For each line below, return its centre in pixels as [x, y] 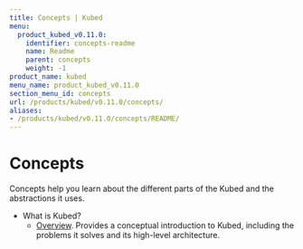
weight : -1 [46, 69]
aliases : [26, 110]
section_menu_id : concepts [60, 93]
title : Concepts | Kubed [56, 18]
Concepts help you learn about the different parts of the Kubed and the [142, 189]
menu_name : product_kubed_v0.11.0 [75, 85]
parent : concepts [58, 60]
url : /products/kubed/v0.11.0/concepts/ [87, 102]
